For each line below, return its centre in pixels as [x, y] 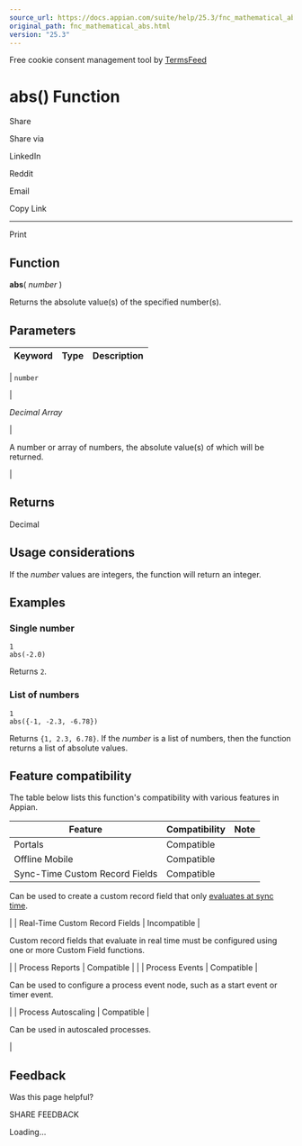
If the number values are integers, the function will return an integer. [136, 574]
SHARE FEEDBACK [44, 1114]
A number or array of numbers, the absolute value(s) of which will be [137, 447]
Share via [27, 139]
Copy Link [28, 209]
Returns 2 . [28, 671]
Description [118, 355]
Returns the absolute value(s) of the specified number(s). [115, 302]
